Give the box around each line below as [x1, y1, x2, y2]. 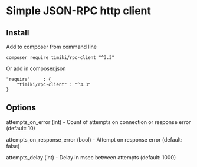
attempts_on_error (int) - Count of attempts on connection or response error [6, 118, 191, 125]
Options [6, 103, 37, 113]
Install [6, 28, 29, 38]
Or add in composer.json [6, 65, 66, 72]
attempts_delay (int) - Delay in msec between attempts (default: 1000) [6, 153, 176, 161]
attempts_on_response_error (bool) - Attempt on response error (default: [6, 136, 183, 143]
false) [6, 142, 20, 149]
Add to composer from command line [6, 43, 97, 50]
